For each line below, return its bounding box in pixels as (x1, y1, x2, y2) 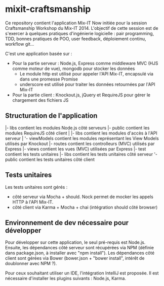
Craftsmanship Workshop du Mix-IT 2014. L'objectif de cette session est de (5, 25, 159, 31)
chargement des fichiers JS (12, 97, 69, 103)
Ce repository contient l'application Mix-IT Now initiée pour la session (5, 20, 147, 26)
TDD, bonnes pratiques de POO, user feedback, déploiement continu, (5, 36, 146, 42)
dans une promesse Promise (19, 76, 78, 82)
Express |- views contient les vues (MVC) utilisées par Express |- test (5, 145, 146, 152)
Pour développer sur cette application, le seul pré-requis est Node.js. (5, 239, 146, 245)
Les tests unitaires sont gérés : (5, 184, 68, 190)
